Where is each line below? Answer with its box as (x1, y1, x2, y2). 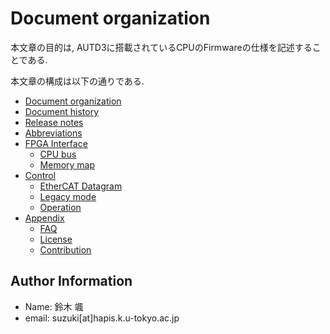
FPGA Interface (24, 137, 88, 149)
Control (24, 169, 57, 181)
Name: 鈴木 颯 (24, 300, 84, 312)
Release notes (24, 116, 84, 128)
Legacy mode (39, 190, 97, 202)
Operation (39, 201, 82, 213)
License (39, 233, 73, 245)
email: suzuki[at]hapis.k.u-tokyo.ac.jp (24, 312, 180, 324)
